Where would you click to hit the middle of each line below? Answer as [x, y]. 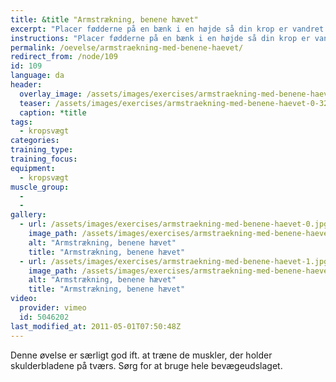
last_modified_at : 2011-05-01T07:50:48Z [96, 326]
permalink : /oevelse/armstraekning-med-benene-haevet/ [127, 47]
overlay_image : [51, 94]
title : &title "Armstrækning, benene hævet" [104, 19]
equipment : [33, 168]
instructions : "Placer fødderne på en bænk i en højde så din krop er [160, 38]
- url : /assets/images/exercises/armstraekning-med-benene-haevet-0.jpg [174, 224]
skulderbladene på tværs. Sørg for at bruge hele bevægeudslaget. [146, 365]
